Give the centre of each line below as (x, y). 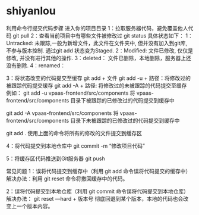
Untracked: (20, 43)
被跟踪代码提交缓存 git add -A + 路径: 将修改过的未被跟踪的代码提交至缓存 (97, 85)
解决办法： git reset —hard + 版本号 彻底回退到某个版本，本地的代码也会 (95, 198)
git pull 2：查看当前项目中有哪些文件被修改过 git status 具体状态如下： (99, 35)
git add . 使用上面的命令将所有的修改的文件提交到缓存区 (74, 133)
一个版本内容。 (35, 206)
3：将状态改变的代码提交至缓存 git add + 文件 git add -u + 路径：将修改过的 (99, 78)
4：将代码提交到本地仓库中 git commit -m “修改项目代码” (76, 146)
